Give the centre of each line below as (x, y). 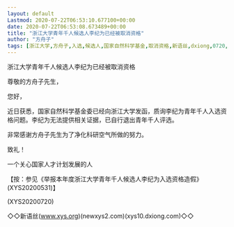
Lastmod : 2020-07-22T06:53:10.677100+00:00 (71, 20)
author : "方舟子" (31, 40)
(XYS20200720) (31, 202)
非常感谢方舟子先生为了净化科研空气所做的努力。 (77, 134)
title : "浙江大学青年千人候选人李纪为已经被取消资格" (76, 33)
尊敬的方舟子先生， (35, 81)
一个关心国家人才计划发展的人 (50, 164)
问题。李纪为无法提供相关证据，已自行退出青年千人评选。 (95, 120)
